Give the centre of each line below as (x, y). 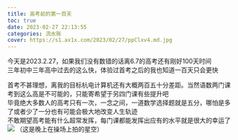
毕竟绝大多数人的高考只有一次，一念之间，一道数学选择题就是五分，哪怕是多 (119, 103)
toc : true (22, 21)
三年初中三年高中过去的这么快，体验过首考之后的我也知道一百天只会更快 (113, 70)
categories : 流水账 (34, 34)
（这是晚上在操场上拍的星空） (59, 129)
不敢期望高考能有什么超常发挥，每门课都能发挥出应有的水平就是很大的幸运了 (119, 120)
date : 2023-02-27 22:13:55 (47, 27)
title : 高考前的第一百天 (40, 14)
